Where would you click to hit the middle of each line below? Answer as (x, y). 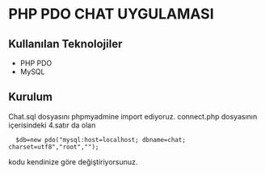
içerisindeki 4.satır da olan (52, 125)
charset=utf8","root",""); (54, 147)
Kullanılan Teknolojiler (65, 44)
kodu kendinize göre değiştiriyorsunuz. (73, 161)
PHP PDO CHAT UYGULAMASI (111, 14)
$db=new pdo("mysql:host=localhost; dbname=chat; (101, 140)
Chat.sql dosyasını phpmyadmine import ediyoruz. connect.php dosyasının (133, 116)
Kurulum (31, 97)
